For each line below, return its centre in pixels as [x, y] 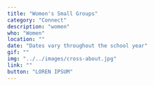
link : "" [20, 65]
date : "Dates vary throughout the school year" [78, 46]
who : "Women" [26, 33]
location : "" [26, 40]
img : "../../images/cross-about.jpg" [62, 59]
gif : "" [18, 53]
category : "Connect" [37, 20]
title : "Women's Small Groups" [53, 14]
